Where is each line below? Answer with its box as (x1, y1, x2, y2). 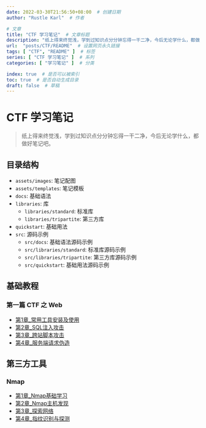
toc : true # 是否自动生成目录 (6, 77, 79, 83)
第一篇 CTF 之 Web (6, 301, 63, 310)
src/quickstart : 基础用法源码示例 (24, 261, 109, 269)
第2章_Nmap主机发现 (15, 400, 69, 407)
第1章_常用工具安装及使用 (15, 316, 80, 323)
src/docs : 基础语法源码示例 (24, 239, 93, 245)
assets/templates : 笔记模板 (15, 185, 85, 192)
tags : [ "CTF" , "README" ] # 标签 (6, 48, 96, 55)
